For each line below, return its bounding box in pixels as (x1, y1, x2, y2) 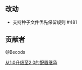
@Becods (5, 49, 26, 55)
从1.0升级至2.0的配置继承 (5, 59, 58, 65)
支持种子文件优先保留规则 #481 (12, 19, 77, 25)
